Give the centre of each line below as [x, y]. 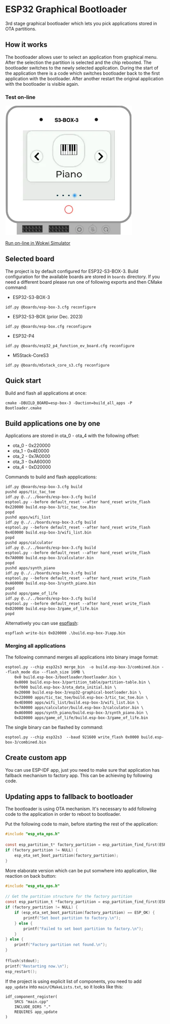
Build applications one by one [53, 424]
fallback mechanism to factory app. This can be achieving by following [79, 775]
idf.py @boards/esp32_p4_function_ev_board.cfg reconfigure [70, 346]
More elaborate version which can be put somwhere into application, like [81, 870]
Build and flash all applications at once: [46, 393]
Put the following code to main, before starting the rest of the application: [82, 824]
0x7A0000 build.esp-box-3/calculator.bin [50, 558]
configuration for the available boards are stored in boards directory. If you [83, 276]
